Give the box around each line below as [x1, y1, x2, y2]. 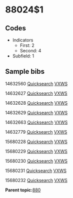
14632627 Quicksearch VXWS [5, 90, 67, 96]
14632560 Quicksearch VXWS [5, 80, 68, 86]
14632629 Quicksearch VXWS [5, 109, 68, 116]
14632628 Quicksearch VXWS [5, 100, 68, 106]
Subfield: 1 [12, 53, 34, 59]
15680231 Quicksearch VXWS [5, 168, 66, 174]
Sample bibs [5, 67, 45, 76]
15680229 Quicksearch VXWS [5, 148, 67, 154]
